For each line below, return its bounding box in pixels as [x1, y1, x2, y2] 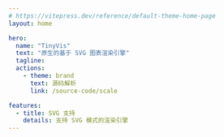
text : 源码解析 [29, 79, 77, 88]
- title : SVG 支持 [15, 109, 75, 118]
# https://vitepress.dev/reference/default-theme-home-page [8, 11, 217, 20]
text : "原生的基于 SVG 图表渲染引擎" [15, 49, 130, 58]
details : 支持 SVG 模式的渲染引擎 [23, 117, 128, 125]
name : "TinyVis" [15, 41, 71, 49]
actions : [15, 64, 45, 73]
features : [8, 101, 42, 109]
